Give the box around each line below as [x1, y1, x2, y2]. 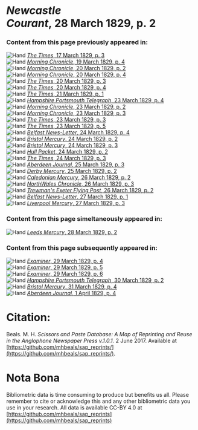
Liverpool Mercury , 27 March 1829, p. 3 [27, 200, 126, 207]
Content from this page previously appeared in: [6, 38, 148, 47]
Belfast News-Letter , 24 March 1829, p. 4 [27, 129, 130, 136]
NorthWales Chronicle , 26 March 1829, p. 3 [27, 180, 135, 187]
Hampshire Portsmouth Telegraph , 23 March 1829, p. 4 [27, 97, 164, 104]
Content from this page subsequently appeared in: [6, 243, 158, 252]
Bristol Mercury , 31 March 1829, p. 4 [27, 283, 117, 290]
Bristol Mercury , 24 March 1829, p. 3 [27, 142, 118, 149]
